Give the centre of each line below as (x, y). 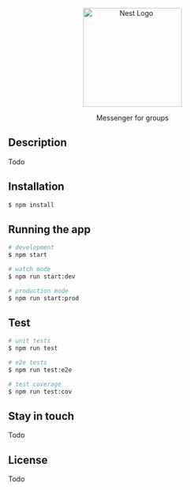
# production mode (38, 291)
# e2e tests (28, 363)
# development (32, 248)
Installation (36, 187)
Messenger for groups (132, 118)
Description (37, 143)
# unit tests (30, 341)
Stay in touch (41, 416)
